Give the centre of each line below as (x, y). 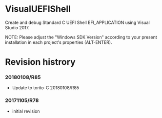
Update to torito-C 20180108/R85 (46, 88)
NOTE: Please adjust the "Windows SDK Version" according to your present (81, 37)
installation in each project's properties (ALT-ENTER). (59, 42)
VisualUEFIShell (38, 9)
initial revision (26, 111)
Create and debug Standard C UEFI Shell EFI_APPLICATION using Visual (77, 22)
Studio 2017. (17, 27)
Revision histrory (40, 62)
